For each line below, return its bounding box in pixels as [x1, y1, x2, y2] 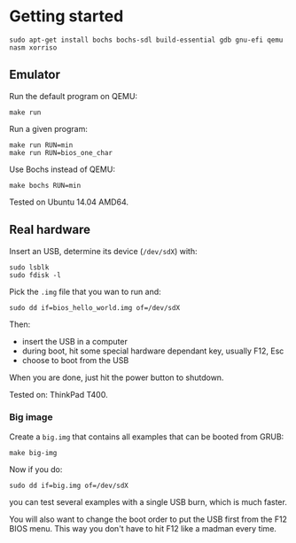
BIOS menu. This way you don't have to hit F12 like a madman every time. [9, 523, 277, 533]
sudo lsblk [9, 263, 50, 272]
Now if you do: [9, 463, 63, 475]
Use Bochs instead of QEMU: [9, 164, 115, 175]
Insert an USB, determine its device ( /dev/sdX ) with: [9, 245, 198, 256]
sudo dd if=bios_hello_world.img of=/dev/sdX [9, 303, 180, 312]
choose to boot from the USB [21, 354, 129, 365]
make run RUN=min [9, 140, 74, 150]
